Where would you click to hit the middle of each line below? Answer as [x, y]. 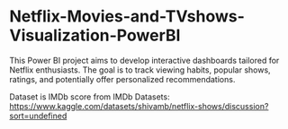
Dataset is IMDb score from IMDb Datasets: [90, 97]
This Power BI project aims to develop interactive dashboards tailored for [144, 60]
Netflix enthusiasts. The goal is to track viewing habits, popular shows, [140, 70]
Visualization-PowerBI [95, 35]
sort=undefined [38, 116]
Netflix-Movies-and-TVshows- [127, 17]
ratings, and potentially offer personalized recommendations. [122, 79]
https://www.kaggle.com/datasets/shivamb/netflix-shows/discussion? [139, 106]
